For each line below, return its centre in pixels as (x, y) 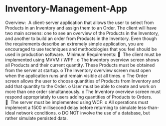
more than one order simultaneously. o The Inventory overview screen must (83, 91)
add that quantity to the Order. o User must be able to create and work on (81, 86)
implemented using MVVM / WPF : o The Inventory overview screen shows (82, 59)
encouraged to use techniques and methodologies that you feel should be (81, 49)
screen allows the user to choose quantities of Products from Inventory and (83, 81)
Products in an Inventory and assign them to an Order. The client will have (81, 27)
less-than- (149, 107)
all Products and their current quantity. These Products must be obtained (80, 65)
